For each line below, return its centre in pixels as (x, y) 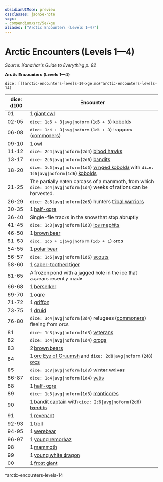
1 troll (36, 424)
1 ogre (37, 295)
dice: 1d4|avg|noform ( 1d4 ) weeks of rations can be (89, 187)
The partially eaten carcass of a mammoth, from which (92, 182)
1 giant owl (42, 114)
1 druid (38, 311)
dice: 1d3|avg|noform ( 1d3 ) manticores (74, 394)
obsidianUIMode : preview (30, 9)
